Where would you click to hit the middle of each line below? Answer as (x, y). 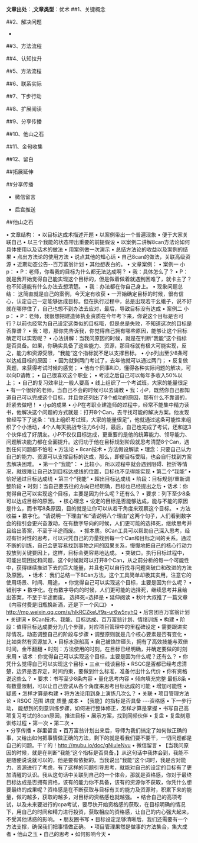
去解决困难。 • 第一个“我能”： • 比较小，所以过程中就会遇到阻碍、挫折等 (94, 464)
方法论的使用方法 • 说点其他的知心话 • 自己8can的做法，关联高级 (106, 257)
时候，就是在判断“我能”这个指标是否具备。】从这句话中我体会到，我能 (100, 752)
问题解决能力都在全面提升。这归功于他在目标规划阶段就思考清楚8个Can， (95, 442)
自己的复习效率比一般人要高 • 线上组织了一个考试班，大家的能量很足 (105, 382)
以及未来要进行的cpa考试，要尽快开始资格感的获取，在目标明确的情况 (101, 804)
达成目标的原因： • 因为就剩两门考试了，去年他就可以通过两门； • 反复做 (100, 360)
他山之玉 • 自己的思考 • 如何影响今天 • (64, 834)
